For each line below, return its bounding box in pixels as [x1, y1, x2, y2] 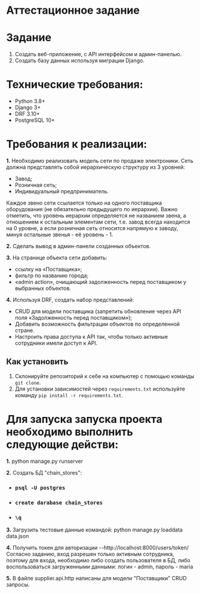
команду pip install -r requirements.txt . [14, 391, 124, 398]
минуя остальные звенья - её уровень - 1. [6, 231, 113, 238]
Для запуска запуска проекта [6, 413, 163, 426]
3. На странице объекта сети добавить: [6, 254, 107, 261]
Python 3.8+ [14, 98, 46, 105]
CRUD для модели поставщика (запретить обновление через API [14, 308, 181, 315]
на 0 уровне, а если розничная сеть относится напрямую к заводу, [6, 225, 179, 231]
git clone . [14, 379, 41, 386]
